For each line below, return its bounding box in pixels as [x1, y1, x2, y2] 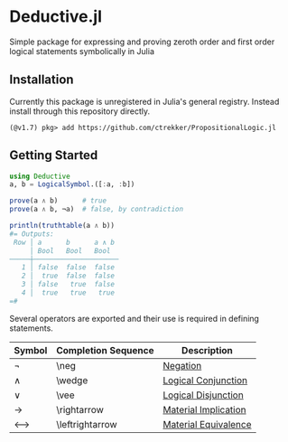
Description [181, 343, 233, 356]
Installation [9, 72, 74, 88]
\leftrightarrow [55, 418, 117, 430]
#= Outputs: [9, 229, 54, 239]
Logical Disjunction [162, 389, 244, 401]
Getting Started [9, 147, 98, 164]
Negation [162, 359, 202, 371]
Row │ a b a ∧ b [13, 238, 116, 247]
